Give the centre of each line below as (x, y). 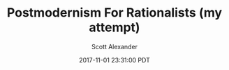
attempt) (114, 27)
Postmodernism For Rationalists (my (114, 13)
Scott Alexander (114, 46)
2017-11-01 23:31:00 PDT (114, 60)
